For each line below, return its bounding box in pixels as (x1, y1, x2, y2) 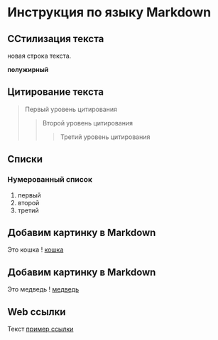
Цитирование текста (7, 86, 104, 98)
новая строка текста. (7, 51, 72, 60)
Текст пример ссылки (7, 324, 74, 333)
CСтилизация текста (7, 33, 104, 45)
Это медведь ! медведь (7, 285, 80, 294)
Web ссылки (7, 306, 66, 318)
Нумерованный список (7, 175, 93, 185)
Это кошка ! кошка (7, 245, 64, 254)
